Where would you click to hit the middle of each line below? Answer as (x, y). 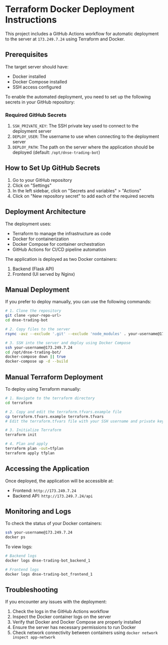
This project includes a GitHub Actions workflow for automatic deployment (82, 33)
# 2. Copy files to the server (38, 329)
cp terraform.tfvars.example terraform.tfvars (54, 416)
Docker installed (29, 76)
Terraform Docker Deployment (70, 9)
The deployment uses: (28, 224)
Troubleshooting (32, 590)
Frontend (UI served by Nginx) (43, 274)
